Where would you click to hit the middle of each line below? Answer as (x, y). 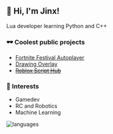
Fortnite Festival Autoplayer (49, 58)
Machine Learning (38, 113)
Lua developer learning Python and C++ (57, 26)
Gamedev (27, 100)
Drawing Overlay (36, 64)
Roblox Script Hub (38, 71)
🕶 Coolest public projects (46, 42)
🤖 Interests (23, 86)
